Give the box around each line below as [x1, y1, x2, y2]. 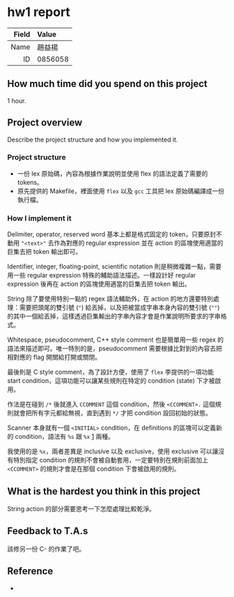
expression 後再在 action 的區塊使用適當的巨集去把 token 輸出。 [7, 280, 191, 288]
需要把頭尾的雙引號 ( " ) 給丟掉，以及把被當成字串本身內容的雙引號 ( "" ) [19, 303, 220, 312]
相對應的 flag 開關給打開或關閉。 [7, 353, 101, 361]
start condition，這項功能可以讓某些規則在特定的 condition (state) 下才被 [7, 377, 215, 385]
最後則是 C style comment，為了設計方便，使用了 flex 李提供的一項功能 [7, 368, 214, 377]
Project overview [7, 116, 83, 129]
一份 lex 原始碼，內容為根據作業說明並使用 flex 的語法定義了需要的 [17, 169, 208, 178]
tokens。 [17, 178, 43, 186]
